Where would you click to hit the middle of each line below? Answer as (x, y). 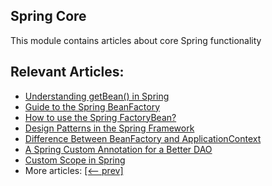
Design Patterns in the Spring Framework (109, 128)
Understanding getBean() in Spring (97, 96)
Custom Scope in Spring (75, 160)
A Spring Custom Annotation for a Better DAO (118, 149)
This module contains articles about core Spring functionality (136, 40)
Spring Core (48, 16)
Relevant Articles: (67, 72)
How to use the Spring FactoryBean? (100, 117)
